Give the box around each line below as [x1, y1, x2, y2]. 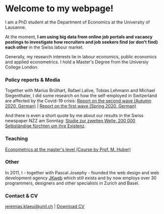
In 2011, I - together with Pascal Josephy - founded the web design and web [5, 169, 160, 175]
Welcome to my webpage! [5, 3, 114, 14]
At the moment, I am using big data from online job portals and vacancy [5, 34, 153, 40]
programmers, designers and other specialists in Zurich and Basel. [5, 180, 140, 186]
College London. [5, 64, 39, 70]
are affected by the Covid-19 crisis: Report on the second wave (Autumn [5, 98, 151, 104]
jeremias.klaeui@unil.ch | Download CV [5, 204, 85, 210]
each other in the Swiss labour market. [5, 44, 84, 50]
